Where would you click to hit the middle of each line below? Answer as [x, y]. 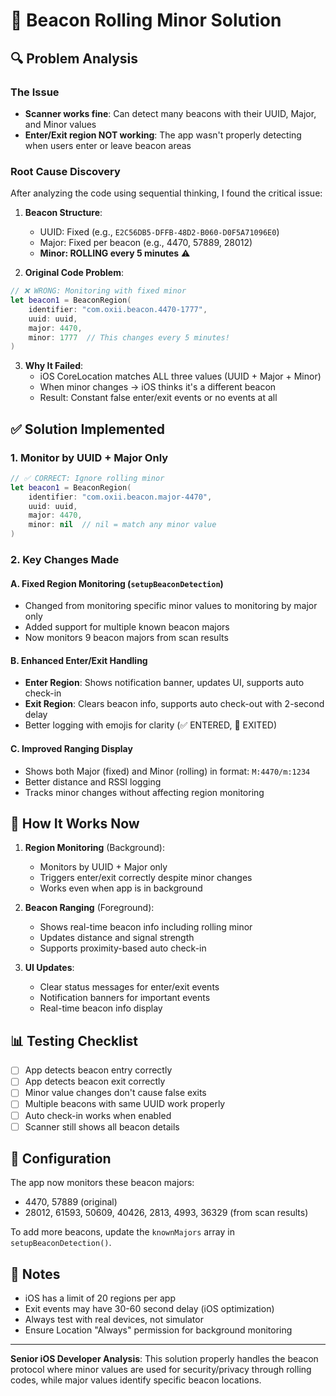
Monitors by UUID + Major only [103, 867]
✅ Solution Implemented [87, 429]
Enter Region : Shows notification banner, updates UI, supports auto [164, 683]
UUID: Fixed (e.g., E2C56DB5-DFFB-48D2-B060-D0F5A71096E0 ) [159, 232]
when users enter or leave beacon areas [108, 145]
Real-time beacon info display [101, 1008]
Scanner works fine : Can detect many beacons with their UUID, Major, [170, 113]
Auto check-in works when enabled [98, 1115]
